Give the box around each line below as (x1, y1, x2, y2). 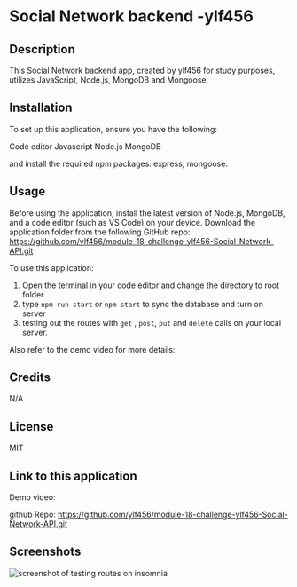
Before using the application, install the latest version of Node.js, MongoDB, (9, 207, 285, 218)
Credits (9, 370, 51, 385)
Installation (9, 100, 73, 115)
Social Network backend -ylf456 (9, 6, 254, 27)
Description (9, 42, 75, 57)
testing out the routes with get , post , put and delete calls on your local (21, 317, 282, 328)
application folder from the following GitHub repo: (9, 226, 191, 237)
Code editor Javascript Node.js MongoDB (9, 140, 162, 152)
